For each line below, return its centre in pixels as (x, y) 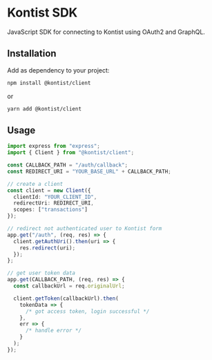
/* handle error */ (53, 331)
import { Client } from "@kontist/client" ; (71, 153)
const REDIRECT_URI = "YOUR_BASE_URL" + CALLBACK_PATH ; (89, 171)
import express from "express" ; (54, 146)
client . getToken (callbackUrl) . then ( (66, 299)
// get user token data (41, 273)
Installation (32, 54)
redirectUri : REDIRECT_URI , (54, 203)
